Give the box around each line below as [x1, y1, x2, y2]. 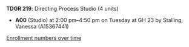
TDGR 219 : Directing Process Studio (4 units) [6, 5, 119, 12]
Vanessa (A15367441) [15, 23, 69, 30]
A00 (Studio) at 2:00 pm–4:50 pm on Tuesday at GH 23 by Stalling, [15, 17, 184, 23]
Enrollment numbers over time [6, 35, 82, 41]
